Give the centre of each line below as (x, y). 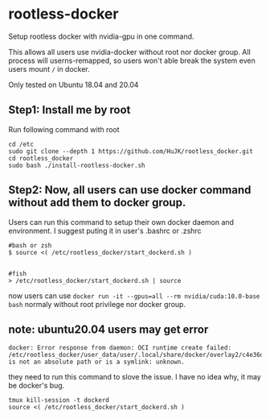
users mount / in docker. (49, 68)
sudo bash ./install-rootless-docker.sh (77, 165)
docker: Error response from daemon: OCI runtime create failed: (120, 348)
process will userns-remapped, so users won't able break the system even (132, 60)
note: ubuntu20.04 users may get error (108, 329)
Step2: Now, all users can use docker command (130, 190)
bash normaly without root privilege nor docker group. (97, 304)
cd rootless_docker (41, 158)
